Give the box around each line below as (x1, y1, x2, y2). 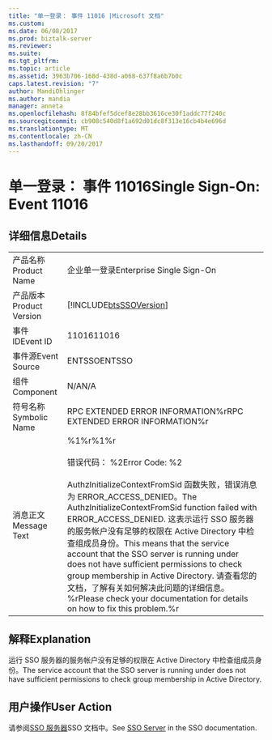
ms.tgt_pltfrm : (8, 57, 60, 66)
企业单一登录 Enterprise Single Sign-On (67, 264, 217, 275)
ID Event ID (12, 335, 53, 347)
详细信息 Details (8, 229, 87, 243)
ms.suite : (8, 49, 42, 57)
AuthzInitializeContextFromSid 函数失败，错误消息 (67, 478, 257, 490)
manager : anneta (8, 102, 63, 110)
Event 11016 (8, 195, 89, 213)
